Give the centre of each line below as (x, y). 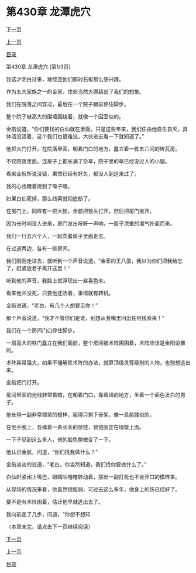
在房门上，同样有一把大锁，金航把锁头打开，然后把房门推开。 (80, 211)
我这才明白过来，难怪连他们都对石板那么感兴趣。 (65, 79)
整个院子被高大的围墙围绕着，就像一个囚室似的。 (65, 116)
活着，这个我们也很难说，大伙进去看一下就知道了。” (83, 136)
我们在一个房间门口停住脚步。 (42, 330)
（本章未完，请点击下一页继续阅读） (50, 526)
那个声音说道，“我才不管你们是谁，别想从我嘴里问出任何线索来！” (85, 318)
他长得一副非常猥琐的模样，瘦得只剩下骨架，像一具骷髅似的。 (80, 414)
